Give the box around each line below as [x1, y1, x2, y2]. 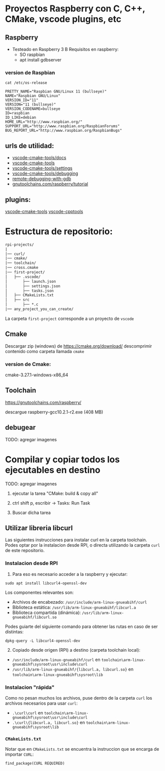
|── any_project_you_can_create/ [5, 307, 74, 312]
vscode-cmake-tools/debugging [12, 170, 78, 176]
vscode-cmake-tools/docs [12, 154, 66, 161]
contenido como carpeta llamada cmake [5, 348, 85, 354]
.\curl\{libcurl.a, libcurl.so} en [12, 720, 85, 725]
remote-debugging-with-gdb [12, 176, 71, 182]
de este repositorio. [5, 548, 45, 554]
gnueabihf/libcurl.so [12, 615, 57, 619]
